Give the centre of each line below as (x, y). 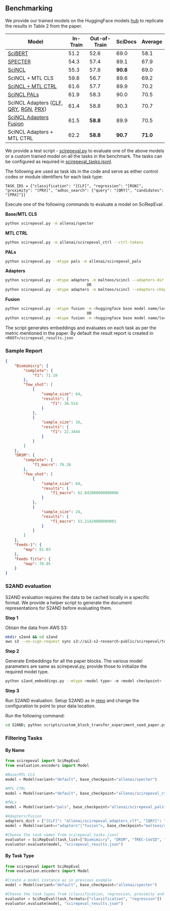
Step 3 (12, 691)
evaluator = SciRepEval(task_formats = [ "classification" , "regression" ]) (83, 899)
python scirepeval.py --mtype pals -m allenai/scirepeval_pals (73, 261)
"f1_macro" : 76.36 (52, 465)
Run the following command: (35, 716)
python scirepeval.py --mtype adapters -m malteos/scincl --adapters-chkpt (87, 290)
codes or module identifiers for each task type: (54, 176)
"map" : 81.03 (37, 549)
